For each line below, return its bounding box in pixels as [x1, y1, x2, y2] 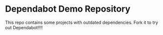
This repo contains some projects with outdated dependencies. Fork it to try [5, 19, 158, 25]
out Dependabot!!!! [5, 24, 43, 30]
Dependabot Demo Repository [5, 3, 131, 15]
